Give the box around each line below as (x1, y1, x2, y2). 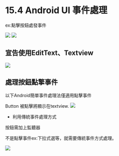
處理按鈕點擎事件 (5, 78, 58, 87)
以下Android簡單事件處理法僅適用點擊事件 (5, 92, 91, 98)
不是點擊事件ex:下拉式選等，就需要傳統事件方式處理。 (5, 135, 116, 141)
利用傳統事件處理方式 (12, 114, 56, 120)
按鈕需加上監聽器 (5, 124, 40, 130)
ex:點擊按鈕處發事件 (5, 22, 46, 28)
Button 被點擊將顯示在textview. (5, 103, 69, 109)
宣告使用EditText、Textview (5, 49, 93, 57)
